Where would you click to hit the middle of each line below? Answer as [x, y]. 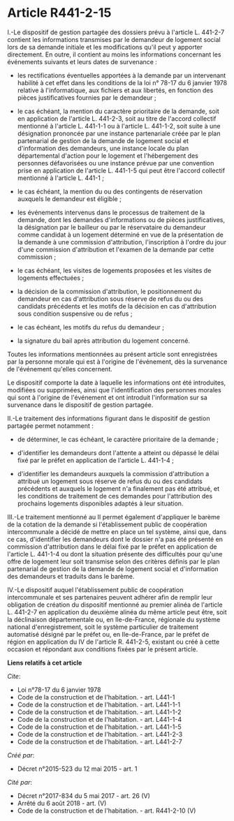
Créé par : [21, 755]
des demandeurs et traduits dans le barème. [71, 576]
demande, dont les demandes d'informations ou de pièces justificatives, [121, 220]
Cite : [14, 676]
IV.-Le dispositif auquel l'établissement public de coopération [95, 590]
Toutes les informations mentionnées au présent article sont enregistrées [112, 354]
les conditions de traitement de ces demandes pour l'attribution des [115, 496]
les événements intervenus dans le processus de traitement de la [111, 212]
